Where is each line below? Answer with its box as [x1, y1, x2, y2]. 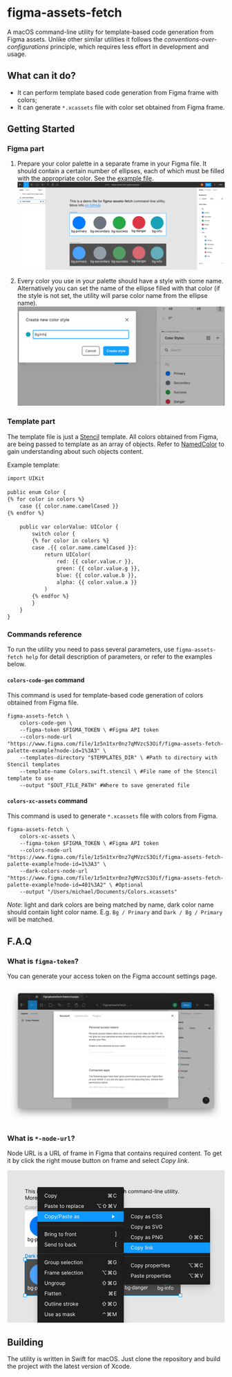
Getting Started [7, 123, 75, 135]
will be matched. [7, 916, 54, 924]
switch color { [32, 530, 76, 538]
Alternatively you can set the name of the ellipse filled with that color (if [17, 284, 221, 292]
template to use [7, 775, 54, 782]
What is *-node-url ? [7, 1133, 75, 1143]
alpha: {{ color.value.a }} [56, 578, 137, 586]
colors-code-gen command [7, 675, 85, 684]
